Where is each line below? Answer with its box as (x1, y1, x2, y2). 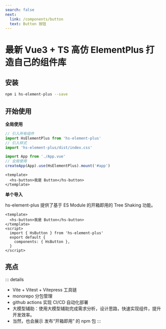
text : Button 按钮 (9, 21, 46, 26)
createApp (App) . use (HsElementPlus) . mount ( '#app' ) (5, 163, 111, 168)
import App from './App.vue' (5, 154, 66, 159)
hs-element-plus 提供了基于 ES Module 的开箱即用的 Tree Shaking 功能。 (5, 202, 156, 208)
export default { (9, 235, 46, 240)
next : (5, 12, 16, 17)
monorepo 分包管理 (12, 293, 53, 299)
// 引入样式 (5, 140, 27, 145)
